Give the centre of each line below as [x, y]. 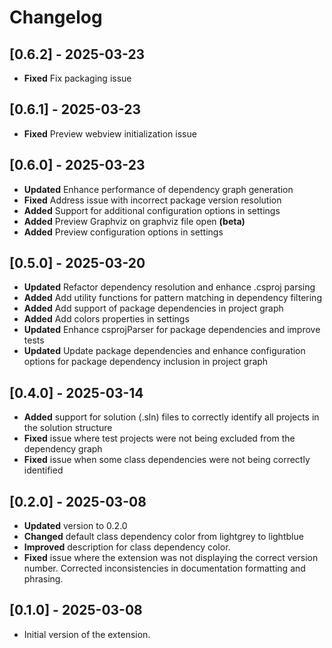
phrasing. [43, 579]
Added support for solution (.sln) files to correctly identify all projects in [171, 417]
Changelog [56, 17]
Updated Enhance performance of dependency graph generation [158, 189]
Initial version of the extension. [87, 634]
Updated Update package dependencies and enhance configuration [164, 351]
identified [43, 470]
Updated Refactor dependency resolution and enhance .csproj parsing [169, 287]
